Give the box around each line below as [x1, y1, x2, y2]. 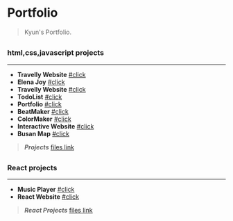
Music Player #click [17, 186, 75, 194]
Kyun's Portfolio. [24, 28, 71, 36]
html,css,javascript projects [7, 48, 104, 58]
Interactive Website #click [17, 122, 94, 130]
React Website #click [17, 193, 80, 201]
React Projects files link [24, 206, 93, 215]
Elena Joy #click [17, 78, 65, 86]
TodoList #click [17, 92, 62, 101]
